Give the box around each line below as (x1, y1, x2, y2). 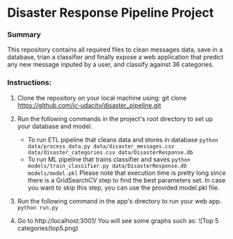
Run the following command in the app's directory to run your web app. (17, 196, 222, 205)
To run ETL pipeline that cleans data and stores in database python (27, 135, 219, 144)
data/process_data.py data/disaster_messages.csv (27, 143, 175, 150)
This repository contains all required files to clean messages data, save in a (7, 45, 223, 54)
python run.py (17, 204, 58, 211)
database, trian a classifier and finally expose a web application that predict (7, 53, 224, 61)
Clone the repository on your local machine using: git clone (17, 93, 187, 102)
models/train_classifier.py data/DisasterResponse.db (27, 162, 187, 169)
